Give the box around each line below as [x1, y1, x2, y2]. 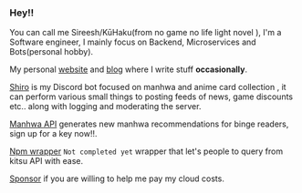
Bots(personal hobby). [9, 46, 94, 57]
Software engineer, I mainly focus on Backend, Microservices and [9, 36, 257, 47]
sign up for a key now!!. [9, 128, 98, 139]
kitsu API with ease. [9, 156, 84, 167]
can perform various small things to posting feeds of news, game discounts [9, 91, 294, 102]
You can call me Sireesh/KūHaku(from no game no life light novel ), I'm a [9, 27, 282, 38]
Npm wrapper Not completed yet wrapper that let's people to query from [9, 146, 284, 157]
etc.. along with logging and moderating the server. [9, 101, 202, 112]
